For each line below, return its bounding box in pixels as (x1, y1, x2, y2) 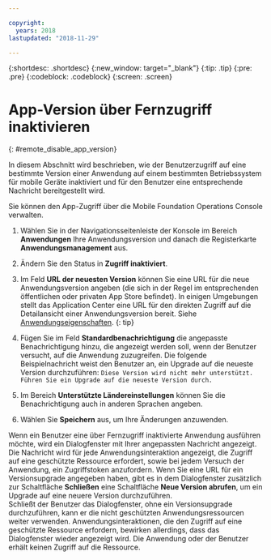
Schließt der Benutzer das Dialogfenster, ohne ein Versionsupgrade (8, 499, 233, 509)
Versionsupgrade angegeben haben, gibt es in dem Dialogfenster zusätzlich (8, 473, 262, 483)
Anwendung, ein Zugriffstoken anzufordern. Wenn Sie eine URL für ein (8, 465, 243, 475)
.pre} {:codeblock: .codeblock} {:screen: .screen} (8, 72, 172, 82)
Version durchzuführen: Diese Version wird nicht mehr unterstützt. (19, 368, 253, 378)
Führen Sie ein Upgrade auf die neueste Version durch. (19, 376, 213, 385)
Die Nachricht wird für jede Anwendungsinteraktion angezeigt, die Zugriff (8, 447, 253, 458)
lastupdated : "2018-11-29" (8, 34, 100, 42)
